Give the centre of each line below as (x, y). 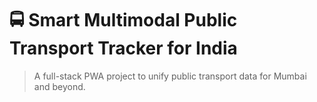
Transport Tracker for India (123, 48)
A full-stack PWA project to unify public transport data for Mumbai (170, 76)
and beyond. (59, 86)
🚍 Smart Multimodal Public (123, 20)
